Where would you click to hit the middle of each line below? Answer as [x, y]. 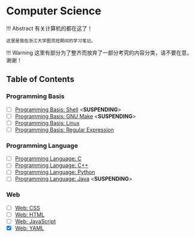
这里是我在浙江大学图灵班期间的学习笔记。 [51, 41]
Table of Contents [40, 79]
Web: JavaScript [35, 221]
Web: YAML [29, 228]
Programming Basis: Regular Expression [64, 129]
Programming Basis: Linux [47, 123]
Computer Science [54, 11]
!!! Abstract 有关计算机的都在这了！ [49, 28]
